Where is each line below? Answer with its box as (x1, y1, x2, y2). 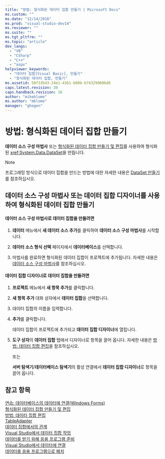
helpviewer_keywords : (5, 67, 50, 72)
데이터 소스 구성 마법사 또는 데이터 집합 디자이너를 (5, 192, 146, 200)
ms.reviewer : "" (5, 26, 38, 31)
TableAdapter (5, 418, 33, 424)
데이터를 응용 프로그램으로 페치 (5, 448, 65, 454)
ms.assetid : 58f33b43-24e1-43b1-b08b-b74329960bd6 (5, 80, 111, 85)
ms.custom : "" (5, 12, 34, 17)
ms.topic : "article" (5, 39, 48, 44)
